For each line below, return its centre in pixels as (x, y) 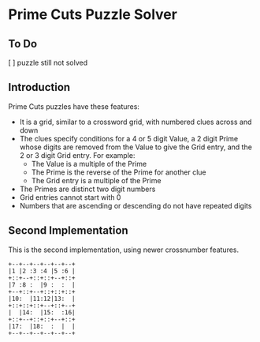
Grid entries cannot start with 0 (70, 197)
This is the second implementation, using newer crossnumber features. (124, 250)
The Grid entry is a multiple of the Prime (96, 180)
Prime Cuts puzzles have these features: (74, 106)
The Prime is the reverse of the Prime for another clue (119, 172)
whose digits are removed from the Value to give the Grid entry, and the (136, 147)
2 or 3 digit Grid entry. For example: (77, 155)
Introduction (39, 87)
